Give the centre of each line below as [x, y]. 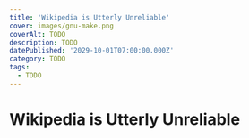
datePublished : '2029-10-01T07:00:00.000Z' [92, 51]
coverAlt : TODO [38, 34]
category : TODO [38, 59]
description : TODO [43, 42]
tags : [19, 68]
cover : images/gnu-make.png [62, 26]
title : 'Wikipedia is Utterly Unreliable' [90, 17]
